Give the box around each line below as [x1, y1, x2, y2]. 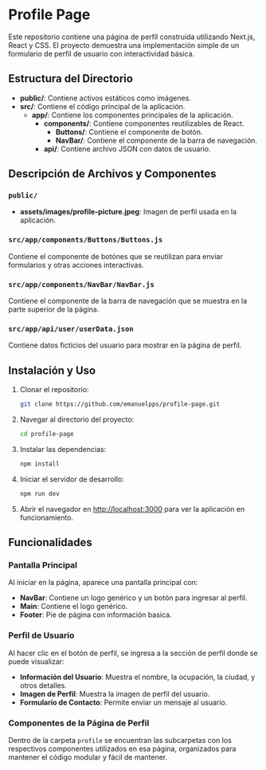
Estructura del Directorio [8, 72, 134, 85]
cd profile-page [19, 430, 74, 438]
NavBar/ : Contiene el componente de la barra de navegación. [55, 136, 257, 145]
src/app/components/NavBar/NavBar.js [8, 280, 155, 289]
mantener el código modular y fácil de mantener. [8, 752, 168, 762]
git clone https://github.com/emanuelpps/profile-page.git [19, 400, 221, 408]
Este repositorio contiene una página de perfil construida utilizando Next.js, [8, 32, 256, 41]
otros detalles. [19, 680, 68, 690]
